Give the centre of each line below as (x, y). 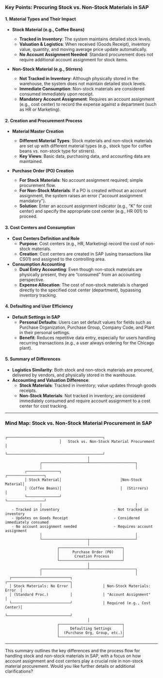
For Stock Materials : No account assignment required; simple (81, 180)
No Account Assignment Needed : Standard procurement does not (86, 54)
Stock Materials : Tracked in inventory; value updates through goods (88, 385)
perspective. (32, 280)
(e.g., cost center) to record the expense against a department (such (88, 104)
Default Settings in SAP (36, 317)
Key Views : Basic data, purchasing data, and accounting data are (85, 156)
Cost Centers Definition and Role (46, 238)
